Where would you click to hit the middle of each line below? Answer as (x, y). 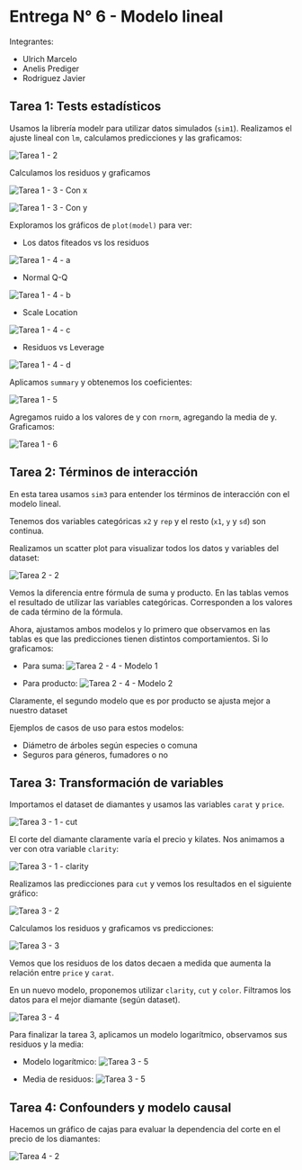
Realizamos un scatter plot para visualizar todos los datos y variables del (144, 548)
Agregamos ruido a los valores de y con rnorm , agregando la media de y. (143, 417)
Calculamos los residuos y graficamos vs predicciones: (111, 929)
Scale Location (50, 312)
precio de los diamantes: (55, 1139)
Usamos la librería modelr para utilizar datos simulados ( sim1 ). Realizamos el (151, 128)
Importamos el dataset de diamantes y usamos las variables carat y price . (147, 804)
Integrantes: (31, 41)
